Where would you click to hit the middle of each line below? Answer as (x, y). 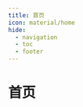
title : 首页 (26, 15)
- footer (29, 52)
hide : (17, 30)
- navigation (36, 37)
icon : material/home (42, 23)
